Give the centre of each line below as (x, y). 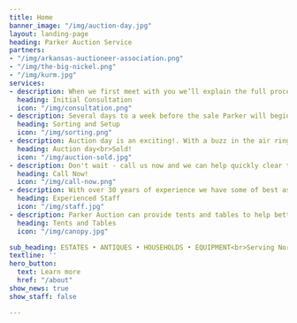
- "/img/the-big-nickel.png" (63, 67)
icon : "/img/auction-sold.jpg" (75, 157)
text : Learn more (49, 272)
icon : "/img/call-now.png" (67, 182)
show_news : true (39, 288)
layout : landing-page (49, 34)
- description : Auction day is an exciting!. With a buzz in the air (140, 141)
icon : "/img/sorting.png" (65, 133)
